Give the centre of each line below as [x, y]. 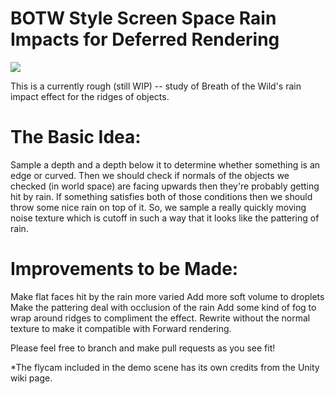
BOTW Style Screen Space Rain [143, 18]
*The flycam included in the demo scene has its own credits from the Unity [165, 367]
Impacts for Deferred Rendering [145, 39]
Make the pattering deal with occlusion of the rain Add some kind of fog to [163, 307]
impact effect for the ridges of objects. [90, 96]
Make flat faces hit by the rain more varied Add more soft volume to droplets [167, 296]
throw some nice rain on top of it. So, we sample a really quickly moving [158, 207]
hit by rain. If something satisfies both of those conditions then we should [161, 196]
